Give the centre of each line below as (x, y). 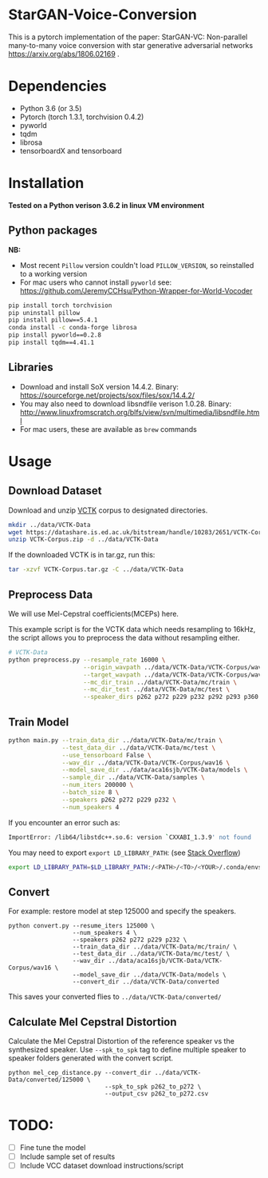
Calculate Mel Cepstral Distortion (93, 1022)
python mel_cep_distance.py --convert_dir (80, 1073)
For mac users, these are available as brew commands (108, 429)
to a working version (53, 274)
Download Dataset (55, 491)
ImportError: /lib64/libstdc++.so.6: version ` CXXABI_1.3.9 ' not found (130, 837)
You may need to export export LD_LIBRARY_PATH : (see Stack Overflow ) (124, 853)
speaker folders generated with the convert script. (91, 1058)
